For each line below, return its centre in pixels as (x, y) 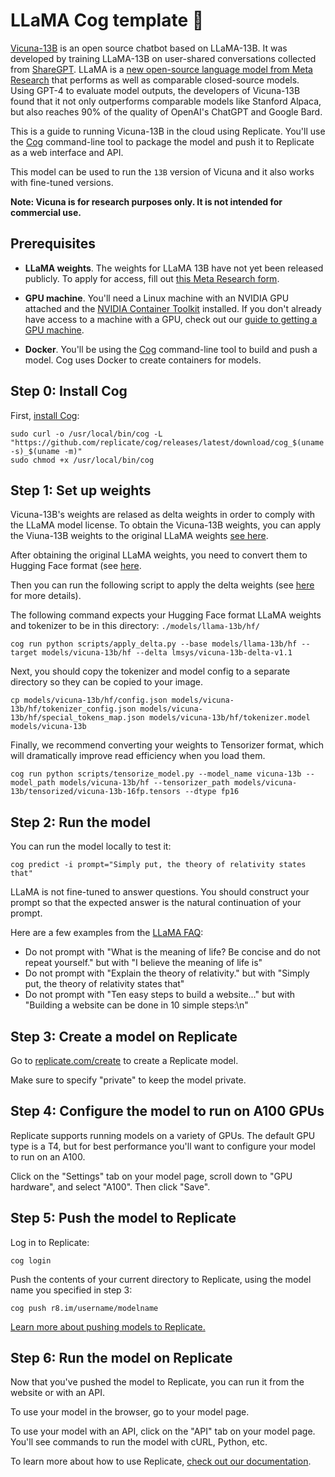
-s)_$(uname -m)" (46, 451)
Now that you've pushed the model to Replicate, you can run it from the (157, 1382)
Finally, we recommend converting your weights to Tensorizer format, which (167, 745)
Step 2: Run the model (80, 822)
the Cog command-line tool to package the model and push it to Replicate (162, 141)
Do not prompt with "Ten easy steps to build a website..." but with (160, 995)
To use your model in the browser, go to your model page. (130, 1412)
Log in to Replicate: (50, 1242)
